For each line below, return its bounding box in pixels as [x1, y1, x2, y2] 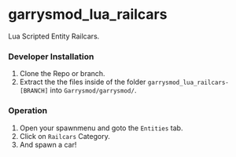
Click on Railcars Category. [19, 131, 110, 141]
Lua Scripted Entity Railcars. [8, 31, 100, 41]
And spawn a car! [19, 140, 77, 149]
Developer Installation [8, 51, 94, 62]
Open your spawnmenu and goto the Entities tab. [19, 123, 183, 133]
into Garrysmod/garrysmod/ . [50, 86, 137, 95]
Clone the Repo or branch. [19, 69, 105, 78]
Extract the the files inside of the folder [19, 77, 146, 87]
